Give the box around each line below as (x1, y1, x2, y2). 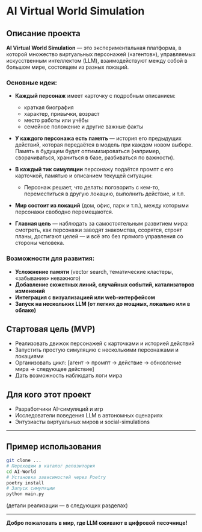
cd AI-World (6, 469, 36, 475)
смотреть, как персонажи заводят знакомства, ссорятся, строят (14, 226, 182, 233)
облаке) (14, 306, 36, 314)
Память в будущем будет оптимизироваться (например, (14, 148, 161, 155)
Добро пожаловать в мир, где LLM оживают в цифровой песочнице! (6, 519, 188, 527)
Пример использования (6, 442, 102, 452)
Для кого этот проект (6, 389, 91, 399)
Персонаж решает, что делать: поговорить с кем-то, (23, 184, 160, 191)
